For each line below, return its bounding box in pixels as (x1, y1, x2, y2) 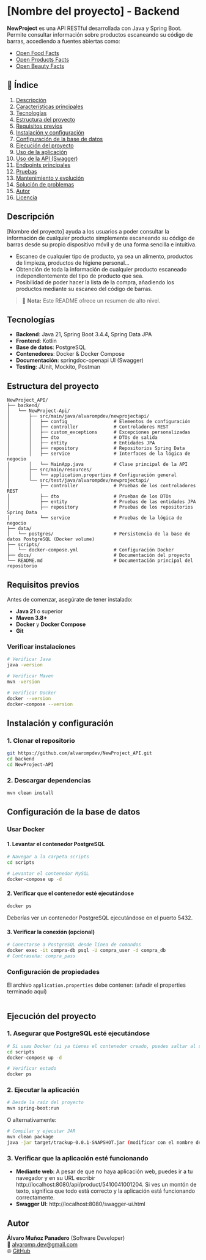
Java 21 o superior (15, 608, 63, 615)
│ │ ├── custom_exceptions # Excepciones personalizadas (7, 429, 191, 435)
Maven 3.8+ (15, 614, 48, 621)
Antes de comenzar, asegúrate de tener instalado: (7, 596, 133, 603)
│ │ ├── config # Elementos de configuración (7, 419, 191, 425)
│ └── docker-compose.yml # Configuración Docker (7, 547, 174, 553)
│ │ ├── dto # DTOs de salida (7, 435, 158, 441)
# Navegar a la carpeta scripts (7, 854, 89, 860)
